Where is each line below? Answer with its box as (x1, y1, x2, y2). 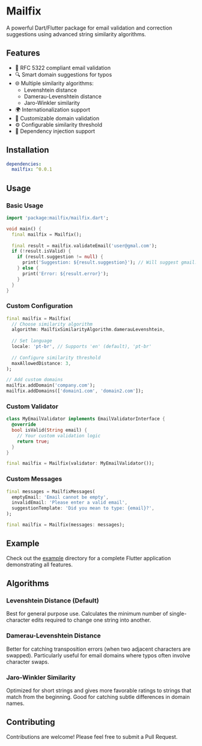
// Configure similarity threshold (11, 355, 101, 361)
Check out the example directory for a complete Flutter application (6, 554, 171, 561)
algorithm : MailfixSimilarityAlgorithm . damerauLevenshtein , (11, 327, 165, 333)
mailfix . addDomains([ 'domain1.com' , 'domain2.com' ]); (6, 388, 144, 394)
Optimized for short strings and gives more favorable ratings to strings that (6, 686, 192, 694)
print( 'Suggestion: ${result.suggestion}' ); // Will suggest (22, 259, 179, 266)
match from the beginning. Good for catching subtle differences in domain (6, 693, 191, 700)
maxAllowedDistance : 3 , (11, 360, 71, 366)
